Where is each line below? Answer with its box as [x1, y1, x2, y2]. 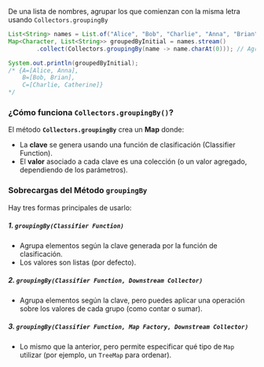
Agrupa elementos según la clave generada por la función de [19, 240, 218, 250]
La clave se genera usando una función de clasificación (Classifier [19, 140, 236, 150]
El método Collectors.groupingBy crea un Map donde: [8, 125, 185, 135]
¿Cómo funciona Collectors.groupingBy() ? [8, 106, 174, 117]
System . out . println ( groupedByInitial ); [8, 59, 139, 67]
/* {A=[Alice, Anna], [8, 66, 79, 74]
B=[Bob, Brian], [22, 74, 76, 82]
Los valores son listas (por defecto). [19, 258, 137, 267]
